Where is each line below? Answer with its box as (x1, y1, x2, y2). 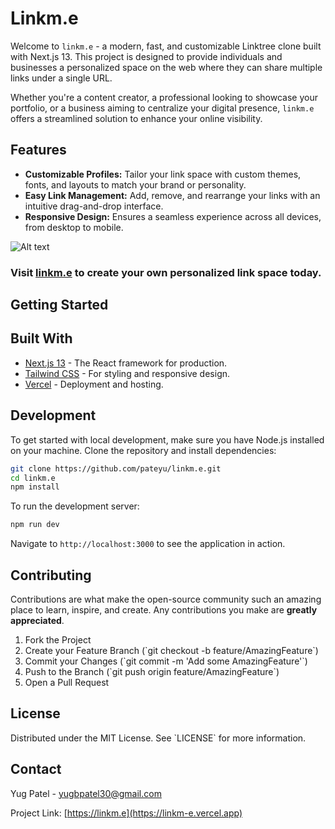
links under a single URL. (10, 72, 113, 84)
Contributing (10, 567, 92, 584)
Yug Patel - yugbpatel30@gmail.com (10, 787, 162, 799)
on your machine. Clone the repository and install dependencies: (10, 444, 277, 456)
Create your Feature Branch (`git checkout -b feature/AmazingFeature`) (24, 645, 319, 656)
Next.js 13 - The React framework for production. (24, 357, 228, 369)
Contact (10, 761, 62, 778)
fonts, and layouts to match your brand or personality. (24, 178, 247, 191)
